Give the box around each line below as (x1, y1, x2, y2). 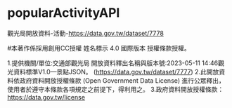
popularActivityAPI (7, 5, 120, 21)
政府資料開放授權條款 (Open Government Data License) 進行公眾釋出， (19, 76, 225, 85)
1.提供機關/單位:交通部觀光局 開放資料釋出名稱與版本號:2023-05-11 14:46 (7, 58, 219, 67)
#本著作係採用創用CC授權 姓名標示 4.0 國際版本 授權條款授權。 (7, 43, 191, 52)
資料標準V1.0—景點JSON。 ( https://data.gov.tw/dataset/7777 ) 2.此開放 (13, 67, 219, 76)
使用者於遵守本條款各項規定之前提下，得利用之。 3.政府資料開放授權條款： (7, 85, 224, 93)
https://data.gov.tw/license (7, 93, 86, 101)
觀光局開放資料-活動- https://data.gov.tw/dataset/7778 (7, 29, 164, 37)
